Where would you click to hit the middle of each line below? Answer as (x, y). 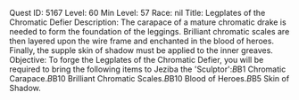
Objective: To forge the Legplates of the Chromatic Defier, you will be (137, 60)
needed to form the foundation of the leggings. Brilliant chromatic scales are (149, 31)
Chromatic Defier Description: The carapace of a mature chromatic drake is (148, 22)
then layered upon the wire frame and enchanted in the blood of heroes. (142, 41)
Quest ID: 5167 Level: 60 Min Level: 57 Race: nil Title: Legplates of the (137, 13)
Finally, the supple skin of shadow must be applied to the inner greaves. (141, 50)
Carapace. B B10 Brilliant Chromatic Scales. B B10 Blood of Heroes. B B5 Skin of (149, 78)
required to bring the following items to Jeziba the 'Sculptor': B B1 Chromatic (148, 69)
